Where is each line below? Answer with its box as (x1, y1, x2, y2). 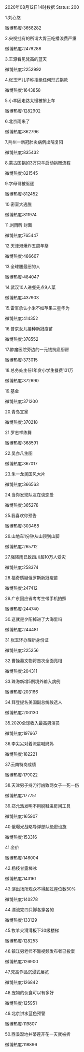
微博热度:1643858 (5, 87, 41, 93)
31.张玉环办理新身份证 (5, 637, 49, 643)
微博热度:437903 (5, 295, 39, 300)
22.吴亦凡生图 (5, 451, 33, 456)
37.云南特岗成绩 (5, 762, 36, 767)
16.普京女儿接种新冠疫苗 (5, 326, 53, 331)
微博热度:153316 (5, 834, 37, 840)
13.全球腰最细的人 (5, 264, 41, 269)
